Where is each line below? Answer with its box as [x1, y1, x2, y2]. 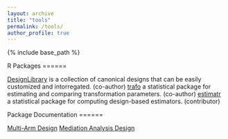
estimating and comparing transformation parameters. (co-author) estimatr [7, 90, 221, 98]
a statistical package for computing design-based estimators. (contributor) [7, 98, 220, 106]
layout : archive [7, 10, 54, 17]
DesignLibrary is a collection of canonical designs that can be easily [7, 75, 202, 84]
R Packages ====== [7, 62, 67, 70]
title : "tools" [7, 17, 51, 24]
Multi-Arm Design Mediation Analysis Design [7, 124, 135, 132]
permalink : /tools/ [7, 23, 64, 30]
